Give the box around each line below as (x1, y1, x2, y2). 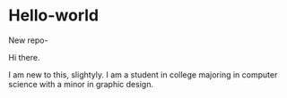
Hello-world (8, 5, 100, 26)
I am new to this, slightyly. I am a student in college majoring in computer (8, 69, 278, 80)
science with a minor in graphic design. (8, 78, 154, 89)
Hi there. (8, 52, 40, 62)
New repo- (8, 35, 48, 45)
